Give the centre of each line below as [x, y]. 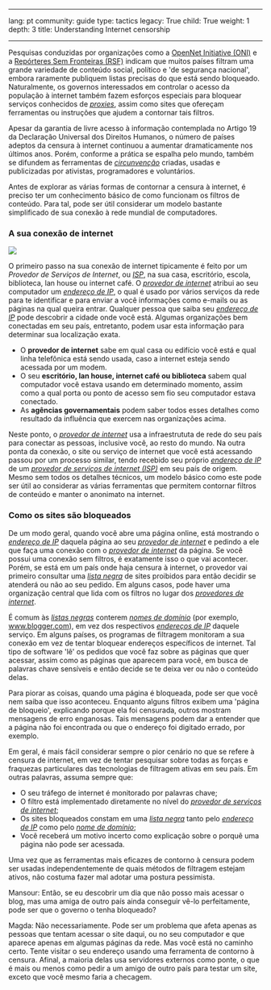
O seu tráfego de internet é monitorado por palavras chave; [119, 792]
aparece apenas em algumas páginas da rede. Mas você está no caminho [131, 942]
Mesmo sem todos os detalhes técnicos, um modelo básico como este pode [135, 478]
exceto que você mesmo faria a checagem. [80, 976]
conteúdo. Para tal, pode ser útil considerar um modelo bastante [115, 204]
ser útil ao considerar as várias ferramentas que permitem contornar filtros [132, 486]
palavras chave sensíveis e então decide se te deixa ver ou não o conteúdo [133, 668]
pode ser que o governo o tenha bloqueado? [83, 909]
